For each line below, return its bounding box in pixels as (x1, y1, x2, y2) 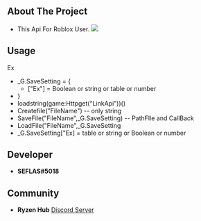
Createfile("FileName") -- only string (17, 106, 122, 115)
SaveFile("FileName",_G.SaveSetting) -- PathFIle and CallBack (17, 114, 194, 122)
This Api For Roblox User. (17, 24, 90, 33)
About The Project (7, 6, 88, 17)
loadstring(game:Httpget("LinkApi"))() (17, 99, 126, 107)
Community (7, 187, 60, 199)
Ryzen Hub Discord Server (17, 206, 94, 214)
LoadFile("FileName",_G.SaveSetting (17, 121, 121, 129)
